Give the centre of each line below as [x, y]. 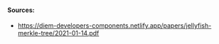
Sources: [21, 10]
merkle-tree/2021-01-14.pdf [58, 33]
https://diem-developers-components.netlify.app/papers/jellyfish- [114, 26]
